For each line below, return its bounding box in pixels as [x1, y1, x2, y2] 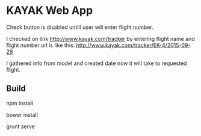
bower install [6, 111, 38, 118]
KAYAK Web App [6, 4, 93, 17]
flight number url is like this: [6, 42, 75, 49]
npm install [6, 99, 34, 107]
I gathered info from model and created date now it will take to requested [6, 60, 187, 67]
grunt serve [6, 123, 35, 130]
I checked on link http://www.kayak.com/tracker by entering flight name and [6, 35, 196, 42]
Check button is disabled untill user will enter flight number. [6, 23, 153, 31]
